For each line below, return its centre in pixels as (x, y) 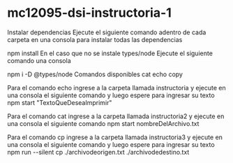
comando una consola (39, 60)
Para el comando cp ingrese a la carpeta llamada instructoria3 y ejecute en (115, 137)
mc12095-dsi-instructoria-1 (90, 13)
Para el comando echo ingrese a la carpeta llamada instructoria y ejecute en (116, 87)
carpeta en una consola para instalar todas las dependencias (95, 39)
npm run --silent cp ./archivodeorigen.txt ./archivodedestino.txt (98, 152)
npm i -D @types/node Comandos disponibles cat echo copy (95, 74)
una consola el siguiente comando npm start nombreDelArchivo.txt (103, 123)
